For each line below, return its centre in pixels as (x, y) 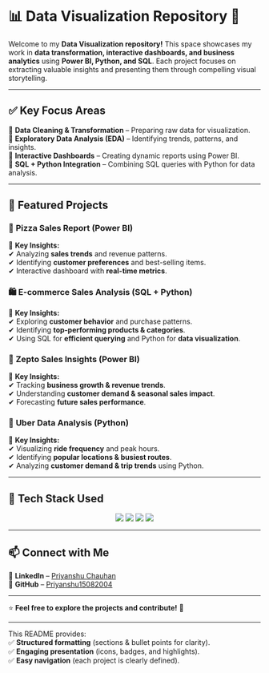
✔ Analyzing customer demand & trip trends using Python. (106, 465)
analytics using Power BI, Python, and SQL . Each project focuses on (122, 61)
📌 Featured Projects (58, 206)
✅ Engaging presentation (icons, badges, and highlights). (104, 651)
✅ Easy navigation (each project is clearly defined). (94, 660)
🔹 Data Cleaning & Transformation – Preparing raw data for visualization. (129, 130)
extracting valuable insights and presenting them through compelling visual (132, 69)
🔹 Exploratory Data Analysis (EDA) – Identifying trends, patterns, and (123, 139)
